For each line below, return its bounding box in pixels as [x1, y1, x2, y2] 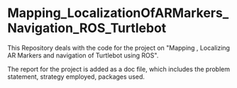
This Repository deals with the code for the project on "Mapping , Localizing [7, 43, 231, 52]
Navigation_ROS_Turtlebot [7, 20, 167, 36]
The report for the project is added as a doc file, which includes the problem [7, 65, 231, 73]
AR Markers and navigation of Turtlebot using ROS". [7, 51, 159, 60]
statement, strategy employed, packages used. [7, 72, 145, 81]
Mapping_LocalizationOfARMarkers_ [7, 5, 229, 21]
